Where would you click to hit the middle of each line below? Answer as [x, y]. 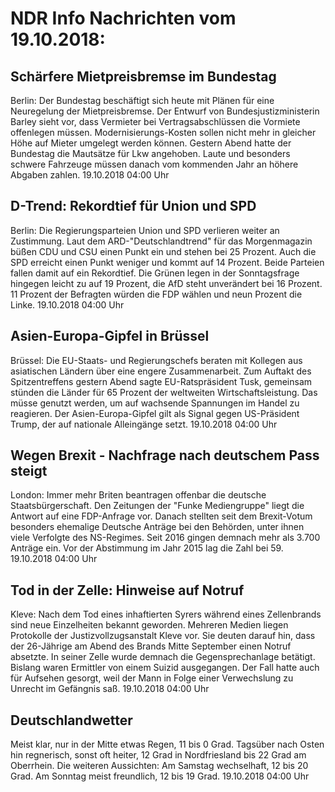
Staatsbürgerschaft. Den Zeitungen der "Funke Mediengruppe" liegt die [157, 506]
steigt [29, 471]
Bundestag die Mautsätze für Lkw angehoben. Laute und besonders [150, 153]
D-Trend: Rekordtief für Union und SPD [133, 206]
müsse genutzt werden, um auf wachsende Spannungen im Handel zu [155, 403]
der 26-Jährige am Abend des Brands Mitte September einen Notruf [151, 646]
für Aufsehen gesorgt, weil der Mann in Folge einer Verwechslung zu [152, 678]
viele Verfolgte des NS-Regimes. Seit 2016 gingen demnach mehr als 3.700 [165, 538]
